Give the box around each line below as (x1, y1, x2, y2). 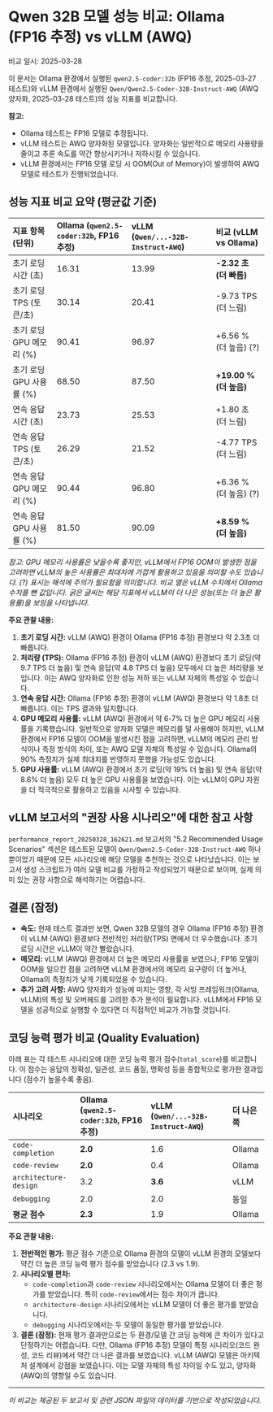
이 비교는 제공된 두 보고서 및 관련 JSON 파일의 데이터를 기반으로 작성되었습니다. (8, 1396, 262, 1405)
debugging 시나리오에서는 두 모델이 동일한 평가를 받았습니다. (32, 1320, 224, 1330)
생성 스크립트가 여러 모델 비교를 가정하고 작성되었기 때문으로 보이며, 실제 (23, 864, 253, 874)
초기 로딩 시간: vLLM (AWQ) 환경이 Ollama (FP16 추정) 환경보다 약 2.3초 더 (19, 632, 260, 642)
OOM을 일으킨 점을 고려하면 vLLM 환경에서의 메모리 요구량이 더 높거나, (19, 964, 247, 974)
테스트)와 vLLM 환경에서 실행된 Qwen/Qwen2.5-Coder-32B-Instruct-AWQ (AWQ (8, 83, 258, 93)
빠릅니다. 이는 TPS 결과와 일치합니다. (19, 703, 138, 713)
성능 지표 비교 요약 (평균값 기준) (8, 195, 157, 209)
